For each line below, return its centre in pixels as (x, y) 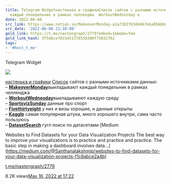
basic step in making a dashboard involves (50, 145)
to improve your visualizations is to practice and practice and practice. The (84, 140)
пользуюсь (17, 119)
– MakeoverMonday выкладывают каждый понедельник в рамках (76, 87)
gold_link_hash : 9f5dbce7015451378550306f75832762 (60, 39)
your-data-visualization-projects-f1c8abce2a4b (55, 156)
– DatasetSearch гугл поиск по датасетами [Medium (62, 125)
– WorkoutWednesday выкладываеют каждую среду (62, 98)
